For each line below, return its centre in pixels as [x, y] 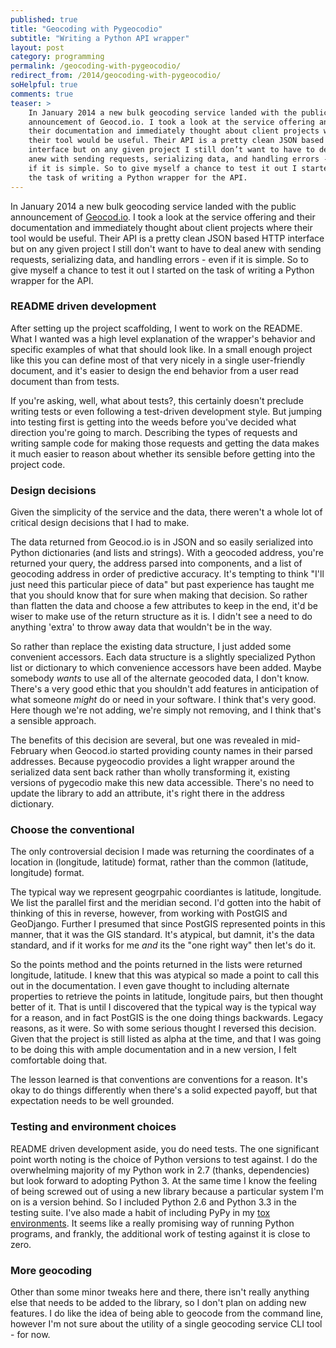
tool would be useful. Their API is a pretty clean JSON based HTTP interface [167, 238]
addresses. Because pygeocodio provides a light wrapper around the [152, 762]
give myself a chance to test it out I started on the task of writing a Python [162, 270]
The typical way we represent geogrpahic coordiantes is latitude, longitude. [166, 892]
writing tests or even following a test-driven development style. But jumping [166, 411]
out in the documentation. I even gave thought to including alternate [150, 986]
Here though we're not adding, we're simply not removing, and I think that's [166, 710]
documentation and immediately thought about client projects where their [161, 227]
